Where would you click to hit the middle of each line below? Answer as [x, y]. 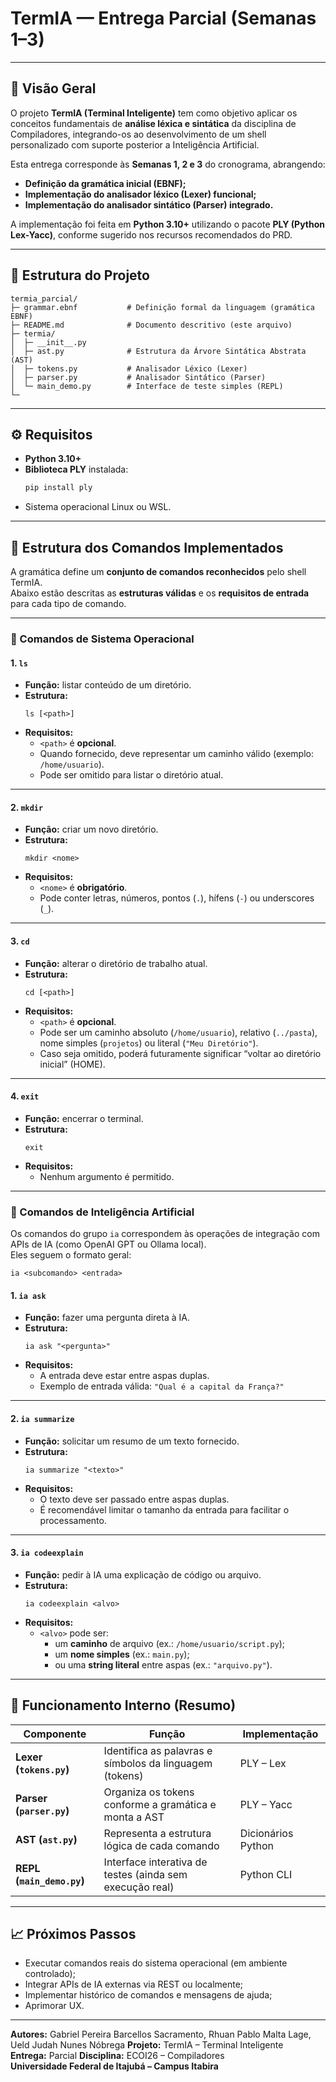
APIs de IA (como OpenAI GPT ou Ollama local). [108, 1244]
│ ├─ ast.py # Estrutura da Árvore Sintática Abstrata [158, 351]
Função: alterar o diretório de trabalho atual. [116, 963]
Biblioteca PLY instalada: [76, 469]
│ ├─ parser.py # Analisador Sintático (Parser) [138, 377]
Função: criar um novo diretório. [91, 829]
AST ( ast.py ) [46, 1839]
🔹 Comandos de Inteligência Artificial [102, 1212]
